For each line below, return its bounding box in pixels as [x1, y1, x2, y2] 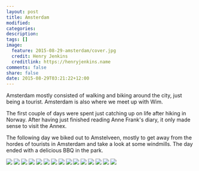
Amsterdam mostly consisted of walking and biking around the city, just [6, 92, 182, 99]
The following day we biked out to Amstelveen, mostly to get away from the [6, 134, 192, 141]
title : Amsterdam [6, 14, 50, 20]
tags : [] [6, 36, 28, 42]
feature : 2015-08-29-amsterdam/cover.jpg [11, 48, 117, 54]
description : [6, 31, 39, 37]
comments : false [6, 64, 47, 71]
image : [6, 42, 23, 48]
